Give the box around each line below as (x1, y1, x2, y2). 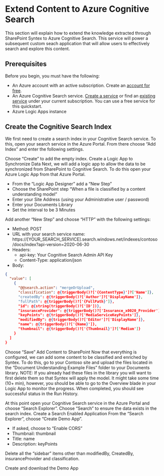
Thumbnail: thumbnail (12, 430, 56, 436)
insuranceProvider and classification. (5, 455, 80, 461)
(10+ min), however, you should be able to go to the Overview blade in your (5, 380, 156, 386)
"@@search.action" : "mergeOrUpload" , (18, 285, 95, 290)
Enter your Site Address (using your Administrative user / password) (12, 196, 149, 202)
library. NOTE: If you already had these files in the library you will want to (5, 370, 152, 376)
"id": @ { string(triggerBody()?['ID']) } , (18, 303, 102, 308)
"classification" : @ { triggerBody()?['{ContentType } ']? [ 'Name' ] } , (18, 290, 154, 295)
